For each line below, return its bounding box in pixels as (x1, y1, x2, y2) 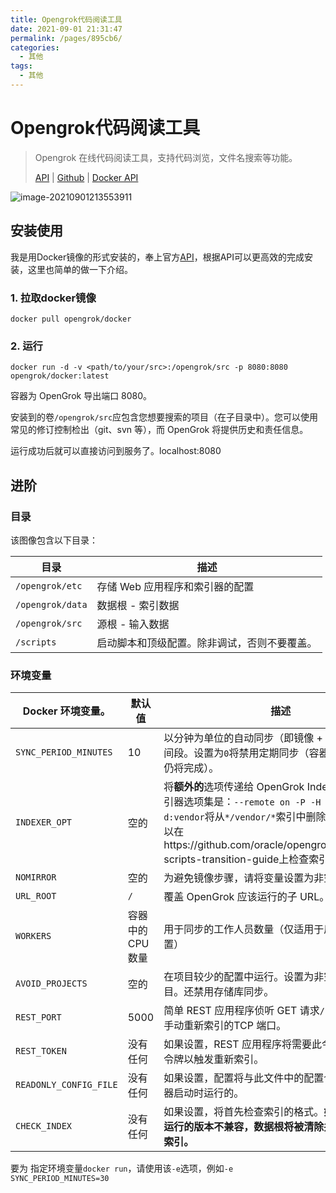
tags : (10, 61, 33, 71)
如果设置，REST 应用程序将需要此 (163, 1037, 322, 1051)
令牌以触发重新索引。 (163, 1052, 265, 1066)
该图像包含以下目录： (10, 534, 98, 546)
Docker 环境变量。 (22, 704, 111, 718)
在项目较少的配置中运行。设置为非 (163, 970, 325, 984)
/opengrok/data (15, 599, 88, 610)
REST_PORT (15, 1012, 62, 1023)
